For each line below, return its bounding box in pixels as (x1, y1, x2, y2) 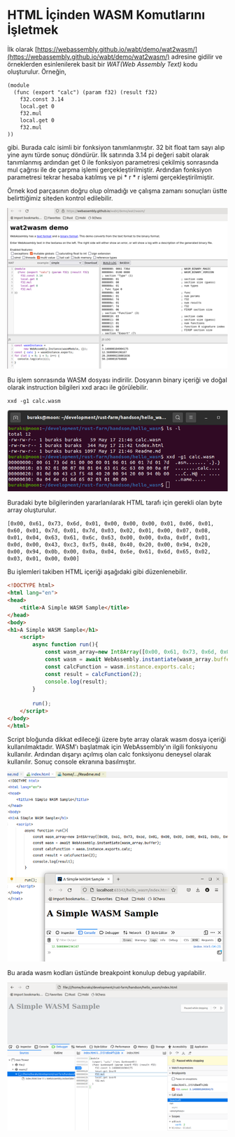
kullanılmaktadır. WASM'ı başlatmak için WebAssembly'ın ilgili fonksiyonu (7, 743, 218, 751)
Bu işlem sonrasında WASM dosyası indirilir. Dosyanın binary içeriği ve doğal (7, 375, 227, 385)
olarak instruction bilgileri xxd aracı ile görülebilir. (7, 383, 148, 392)
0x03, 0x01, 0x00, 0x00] (7, 556, 80, 563)
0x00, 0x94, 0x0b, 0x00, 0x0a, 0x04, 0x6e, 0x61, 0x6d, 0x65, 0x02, (7, 549, 211, 556)
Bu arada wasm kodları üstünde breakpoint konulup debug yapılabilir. (7, 969, 206, 977)
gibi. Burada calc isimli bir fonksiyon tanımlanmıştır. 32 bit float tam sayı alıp (7, 143, 225, 151)
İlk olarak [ (7, 45, 38, 53)
